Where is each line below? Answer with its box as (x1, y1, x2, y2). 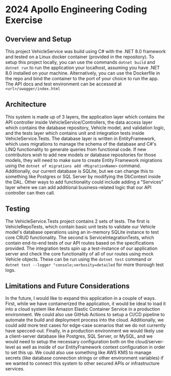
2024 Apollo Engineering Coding (5, 4, 147, 15)
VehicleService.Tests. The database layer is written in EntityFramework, (5, 135, 156, 142)
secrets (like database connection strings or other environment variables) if (5, 355, 164, 361)
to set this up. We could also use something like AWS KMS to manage (5, 349, 152, 356)
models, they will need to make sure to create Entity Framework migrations (5, 157, 162, 163)
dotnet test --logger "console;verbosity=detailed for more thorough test (5, 262, 164, 268)
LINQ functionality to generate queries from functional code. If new (5, 146, 146, 152)
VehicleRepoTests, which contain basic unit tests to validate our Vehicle (5, 223, 156, 229)
